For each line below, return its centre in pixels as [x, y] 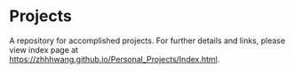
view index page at [44, 49]
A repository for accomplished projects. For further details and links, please [147, 40]
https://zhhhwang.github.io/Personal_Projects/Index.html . [115, 59]
